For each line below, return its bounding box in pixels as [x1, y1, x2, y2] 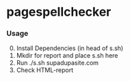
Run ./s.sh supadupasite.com [16, 59, 99, 67]
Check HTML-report [16, 66, 74, 74]
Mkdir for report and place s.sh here [16, 51, 118, 60]
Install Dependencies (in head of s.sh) [16, 44, 124, 52]
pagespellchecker [6, 4, 112, 20]
